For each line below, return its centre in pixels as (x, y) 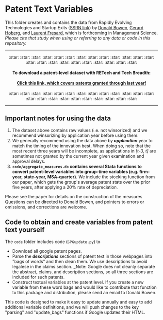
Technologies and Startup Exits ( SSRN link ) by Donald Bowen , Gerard (74, 27)
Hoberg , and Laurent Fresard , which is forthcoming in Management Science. (81, 33)
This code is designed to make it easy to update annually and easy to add (79, 302)
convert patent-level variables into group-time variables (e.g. (75, 171)
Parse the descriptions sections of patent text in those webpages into (82, 256)
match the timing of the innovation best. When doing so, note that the (81, 146)
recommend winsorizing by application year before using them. (75, 135)
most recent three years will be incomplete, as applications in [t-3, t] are (84, 151)
